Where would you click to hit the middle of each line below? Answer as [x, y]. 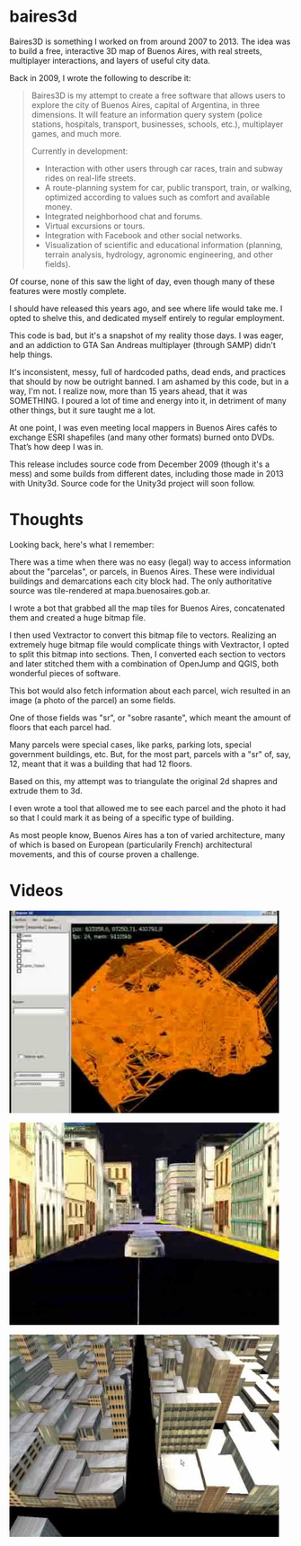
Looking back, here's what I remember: [82, 544]
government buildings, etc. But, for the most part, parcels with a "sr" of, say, [150, 754]
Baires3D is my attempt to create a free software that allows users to [158, 95]
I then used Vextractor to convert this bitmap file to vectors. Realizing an [143, 635]
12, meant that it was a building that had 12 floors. [101, 764]
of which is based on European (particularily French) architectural [131, 844]
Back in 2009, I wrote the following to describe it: [100, 77]
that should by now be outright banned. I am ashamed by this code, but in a [149, 381]
